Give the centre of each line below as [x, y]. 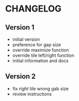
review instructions [32, 94]
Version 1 [20, 27]
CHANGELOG [33, 9]
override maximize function [40, 50]
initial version [26, 39]
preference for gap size [36, 45]
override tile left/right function [43, 55]
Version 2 [20, 77]
